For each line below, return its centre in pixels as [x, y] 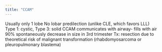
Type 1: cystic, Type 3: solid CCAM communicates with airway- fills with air [81, 29]
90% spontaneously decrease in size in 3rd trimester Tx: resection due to [80, 34]
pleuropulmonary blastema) [33, 44]
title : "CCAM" [20, 10]
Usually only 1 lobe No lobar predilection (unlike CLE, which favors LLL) [77, 24]
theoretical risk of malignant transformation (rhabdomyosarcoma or [73, 39]
